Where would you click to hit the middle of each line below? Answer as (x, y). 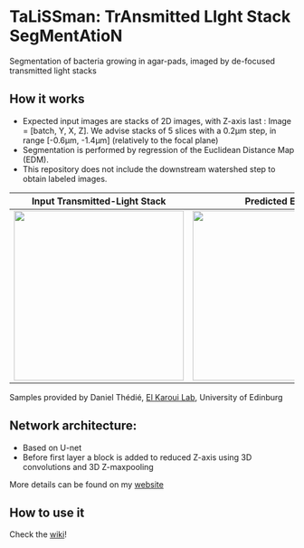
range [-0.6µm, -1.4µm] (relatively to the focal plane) (120, 140)
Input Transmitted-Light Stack (99, 201)
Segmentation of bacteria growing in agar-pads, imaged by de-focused (142, 61)
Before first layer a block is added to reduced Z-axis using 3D (137, 457)
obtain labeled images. (65, 178)
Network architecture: (73, 426)
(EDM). (36, 159)
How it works (47, 99)
